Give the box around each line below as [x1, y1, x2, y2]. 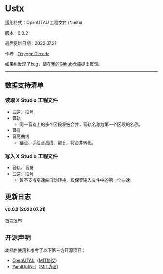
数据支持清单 [5, 81, 44, 90]
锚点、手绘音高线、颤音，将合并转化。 [19, 139, 96, 145]
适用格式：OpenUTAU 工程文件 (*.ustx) [5, 19, 82, 25]
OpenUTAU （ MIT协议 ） [12, 257, 60, 263]
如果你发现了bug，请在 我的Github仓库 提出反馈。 [5, 61, 103, 67]
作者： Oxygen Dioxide [5, 51, 50, 56]
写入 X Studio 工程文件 [5, 153, 58, 160]
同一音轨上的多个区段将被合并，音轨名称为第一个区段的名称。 [19, 121, 143, 127]
